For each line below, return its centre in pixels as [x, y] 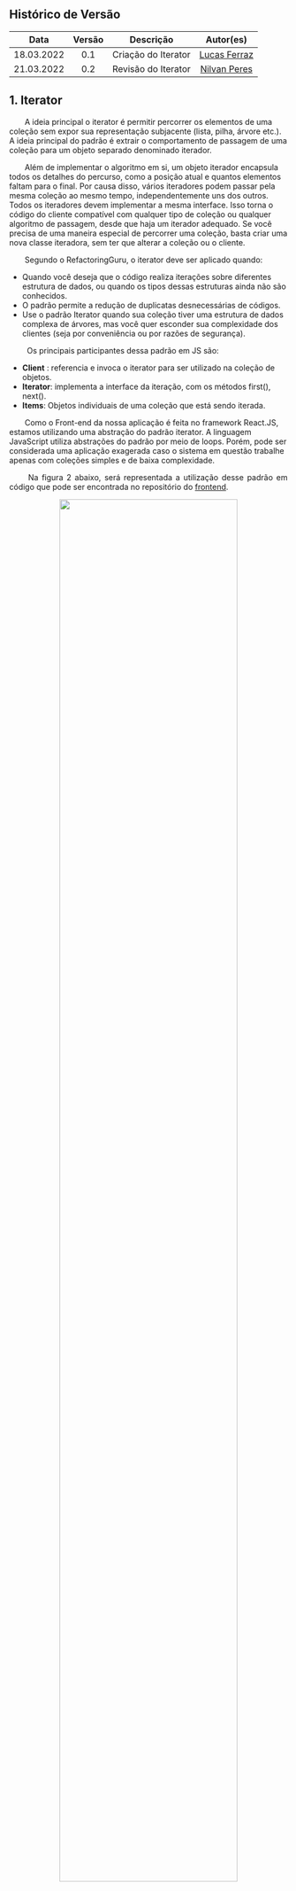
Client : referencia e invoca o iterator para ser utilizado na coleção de [148, 368]
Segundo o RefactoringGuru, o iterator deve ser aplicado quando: [144, 260]
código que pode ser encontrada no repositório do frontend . [119, 486]
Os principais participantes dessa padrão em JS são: [122, 350]
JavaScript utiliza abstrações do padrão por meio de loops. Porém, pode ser [148, 441]
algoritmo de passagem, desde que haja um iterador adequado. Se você [140, 223]
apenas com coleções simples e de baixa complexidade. [112, 460]
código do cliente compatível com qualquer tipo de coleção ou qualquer [140, 214]
